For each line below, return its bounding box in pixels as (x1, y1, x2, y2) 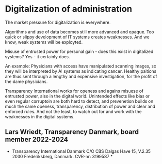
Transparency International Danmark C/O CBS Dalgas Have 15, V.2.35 (12, 148, 151, 154)
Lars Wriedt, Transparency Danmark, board (5, 128, 139, 136)
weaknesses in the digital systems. (5, 114, 75, 119)
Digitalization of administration (5, 3, 132, 15)
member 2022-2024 (5, 135, 68, 144)
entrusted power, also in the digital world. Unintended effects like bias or (5, 93, 150, 99)
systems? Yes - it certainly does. (5, 53, 70, 59)
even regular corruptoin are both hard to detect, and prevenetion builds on (5, 98, 154, 104)
